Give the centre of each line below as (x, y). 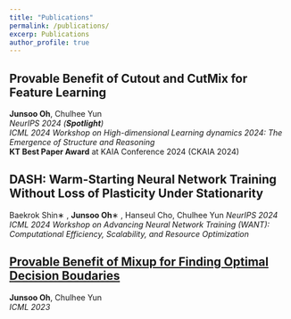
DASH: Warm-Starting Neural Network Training (143, 180)
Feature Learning (58, 92)
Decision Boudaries (65, 276)
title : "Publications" (51, 17)
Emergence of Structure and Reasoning (82, 143)
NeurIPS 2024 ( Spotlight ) (57, 123)
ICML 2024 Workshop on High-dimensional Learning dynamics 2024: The (146, 133)
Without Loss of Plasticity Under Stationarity (136, 194)
